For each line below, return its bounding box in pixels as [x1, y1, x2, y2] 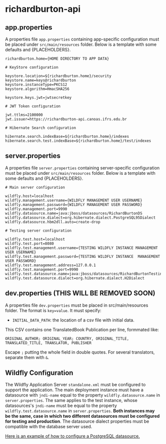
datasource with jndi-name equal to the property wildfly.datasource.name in [5, 392, 161, 398]
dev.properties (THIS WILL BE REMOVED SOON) [5, 289, 156, 297]
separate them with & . [5, 354, 49, 360]
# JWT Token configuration [5, 104, 61, 109]
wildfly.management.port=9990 [5, 206, 68, 211]
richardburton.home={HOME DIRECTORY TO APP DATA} [5, 56, 110, 61]
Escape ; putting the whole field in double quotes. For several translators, [5, 349, 155, 355]
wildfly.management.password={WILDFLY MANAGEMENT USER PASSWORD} [5, 202, 142, 207]
